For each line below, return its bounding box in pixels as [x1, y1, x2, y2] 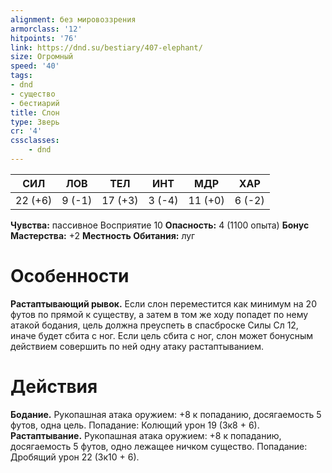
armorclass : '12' [10, 24, 83, 34]
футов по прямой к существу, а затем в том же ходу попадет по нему [10, 308, 309, 320]
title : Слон [10, 107, 60, 118]
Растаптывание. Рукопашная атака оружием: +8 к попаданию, [10, 429, 282, 441]
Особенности [10, 265, 130, 288]
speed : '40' [10, 61, 60, 71]
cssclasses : [10, 136, 60, 146]
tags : [10, 71, 33, 81]
